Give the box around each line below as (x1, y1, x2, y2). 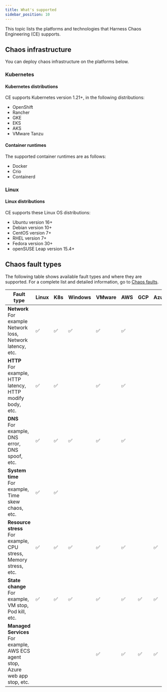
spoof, (7, 452, 23, 459)
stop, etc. (7, 679, 30, 686)
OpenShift (12, 104, 33, 110)
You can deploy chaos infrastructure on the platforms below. (5, 58, 129, 65)
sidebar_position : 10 (5, 12, 50, 17)
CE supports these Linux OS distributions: (5, 209, 91, 215)
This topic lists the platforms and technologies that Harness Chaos (5, 25, 142, 31)
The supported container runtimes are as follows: (5, 153, 106, 159)
